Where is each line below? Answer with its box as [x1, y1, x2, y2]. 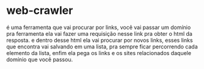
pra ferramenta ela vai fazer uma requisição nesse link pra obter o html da [6, 30, 192, 37]
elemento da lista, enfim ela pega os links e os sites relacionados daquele [6, 49, 191, 56]
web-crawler [6, 4, 73, 18]
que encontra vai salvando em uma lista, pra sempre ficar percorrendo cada [6, 43, 198, 50]
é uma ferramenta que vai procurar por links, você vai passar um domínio [6, 24, 191, 31]
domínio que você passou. [6, 56, 73, 63]
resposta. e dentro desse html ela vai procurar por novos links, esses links [6, 36, 194, 44]
